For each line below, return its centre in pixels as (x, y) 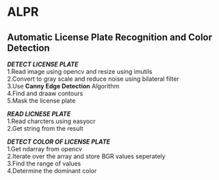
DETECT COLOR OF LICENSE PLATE (59, 142)
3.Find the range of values (44, 164)
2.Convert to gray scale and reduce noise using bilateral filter (93, 79)
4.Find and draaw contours (45, 93)
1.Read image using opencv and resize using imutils (80, 72)
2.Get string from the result (45, 128)
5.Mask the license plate (41, 101)
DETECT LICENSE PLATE (43, 64)
